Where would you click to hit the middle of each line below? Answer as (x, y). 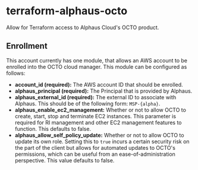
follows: (16, 73)
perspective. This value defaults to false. (65, 160)
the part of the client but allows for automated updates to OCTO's (95, 147)
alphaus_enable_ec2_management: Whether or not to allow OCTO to (100, 110)
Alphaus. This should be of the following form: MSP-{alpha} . (87, 103)
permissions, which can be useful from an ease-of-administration (95, 154)
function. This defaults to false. (53, 128)
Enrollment (27, 46)
